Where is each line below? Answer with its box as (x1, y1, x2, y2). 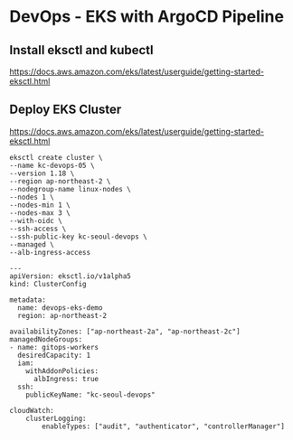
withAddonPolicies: (25, 366, 99, 376)
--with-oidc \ (9, 216, 63, 225)
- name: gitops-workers (9, 342, 99, 351)
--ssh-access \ (9, 224, 67, 233)
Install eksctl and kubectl (9, 42, 154, 58)
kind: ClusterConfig (9, 279, 88, 288)
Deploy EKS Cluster (9, 102, 122, 117)
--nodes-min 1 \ (9, 201, 71, 210)
